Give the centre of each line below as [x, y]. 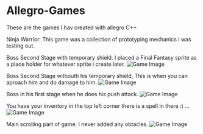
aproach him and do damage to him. [52, 82]
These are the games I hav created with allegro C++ [72, 27]
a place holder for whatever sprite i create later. [66, 64]
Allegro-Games [46, 11]
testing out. [21, 46]
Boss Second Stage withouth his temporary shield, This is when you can [97, 76]
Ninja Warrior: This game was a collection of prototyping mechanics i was [99, 39]
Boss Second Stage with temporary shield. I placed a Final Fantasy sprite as [101, 57]
